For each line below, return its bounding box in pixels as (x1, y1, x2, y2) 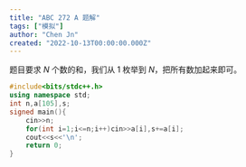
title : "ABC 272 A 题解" (9, 13, 100, 23)
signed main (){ (9, 107, 67, 116)
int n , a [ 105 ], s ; (9, 99, 71, 108)
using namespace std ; (9, 91, 91, 100)
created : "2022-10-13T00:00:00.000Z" (9, 38, 152, 48)
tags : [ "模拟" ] (9, 22, 64, 31)
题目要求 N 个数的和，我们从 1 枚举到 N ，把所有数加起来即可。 (9, 64, 242, 75)
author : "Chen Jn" (9, 30, 79, 39)
